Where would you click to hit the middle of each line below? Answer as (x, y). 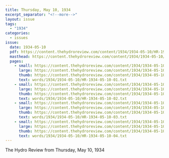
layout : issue (20, 19)
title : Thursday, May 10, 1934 (38, 10)
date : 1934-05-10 (28, 47)
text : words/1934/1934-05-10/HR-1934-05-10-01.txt (73, 80)
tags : (11, 24)
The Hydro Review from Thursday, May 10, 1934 (55, 150)
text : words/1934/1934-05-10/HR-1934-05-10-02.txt (73, 98)
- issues (19, 38)
